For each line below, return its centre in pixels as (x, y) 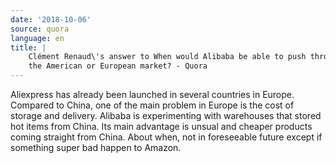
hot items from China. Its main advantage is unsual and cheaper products (161, 126)
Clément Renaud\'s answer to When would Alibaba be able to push (167, 57)
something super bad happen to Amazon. (96, 147)
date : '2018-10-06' (51, 19)
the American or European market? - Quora (118, 66)
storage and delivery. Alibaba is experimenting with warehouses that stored (166, 115)
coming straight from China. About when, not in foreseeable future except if (166, 137)
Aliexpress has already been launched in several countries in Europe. (152, 94)
